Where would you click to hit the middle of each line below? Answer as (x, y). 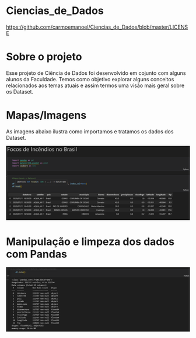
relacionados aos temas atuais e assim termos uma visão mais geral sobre (95, 85)
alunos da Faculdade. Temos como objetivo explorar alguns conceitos (90, 79)
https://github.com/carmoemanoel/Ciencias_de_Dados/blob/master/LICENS (97, 27)
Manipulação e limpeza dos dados (90, 242)
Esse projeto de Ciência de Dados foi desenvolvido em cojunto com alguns (96, 73)
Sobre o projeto (44, 57)
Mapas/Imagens (46, 115)
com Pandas (36, 254)
